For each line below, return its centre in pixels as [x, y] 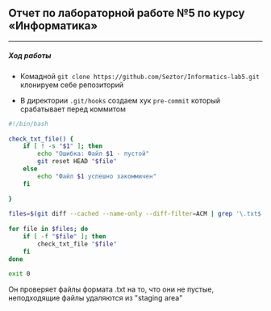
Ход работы [30, 56]
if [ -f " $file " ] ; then [65, 236]
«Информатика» [53, 26]
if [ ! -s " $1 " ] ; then [63, 146]
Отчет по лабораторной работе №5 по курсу [127, 13]
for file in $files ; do [48, 229]
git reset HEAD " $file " [77, 162]
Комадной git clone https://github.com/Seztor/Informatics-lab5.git [140, 76]
